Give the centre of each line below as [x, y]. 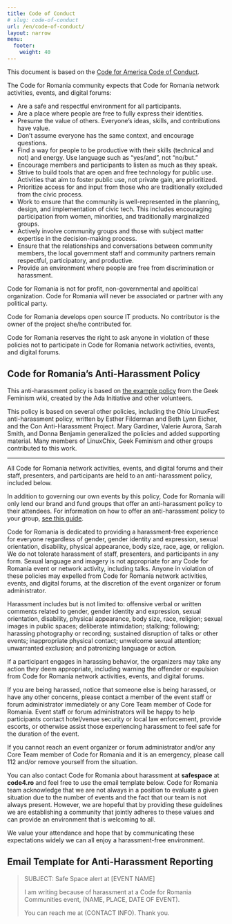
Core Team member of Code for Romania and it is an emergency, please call [116, 754]
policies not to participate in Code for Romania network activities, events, [111, 345]
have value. [33, 128]
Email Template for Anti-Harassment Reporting [110, 862]
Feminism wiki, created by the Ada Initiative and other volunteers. [100, 398]
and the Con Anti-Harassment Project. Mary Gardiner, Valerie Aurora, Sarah [115, 426]
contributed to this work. [42, 448]
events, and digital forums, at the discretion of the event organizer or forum [114, 583]
